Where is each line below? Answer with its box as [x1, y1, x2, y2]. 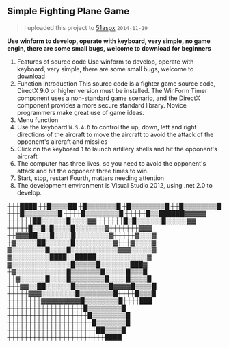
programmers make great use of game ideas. [16, 108, 145, 116]
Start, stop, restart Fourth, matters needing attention [16, 174, 165, 182]
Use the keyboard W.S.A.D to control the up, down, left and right [16, 123, 197, 131]
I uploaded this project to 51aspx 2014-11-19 [23, 23, 148, 32]
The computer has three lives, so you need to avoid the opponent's [16, 159, 206, 167]
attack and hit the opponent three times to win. [16, 166, 149, 175]
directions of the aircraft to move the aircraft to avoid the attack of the [16, 130, 214, 138]
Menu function [16, 116, 59, 124]
